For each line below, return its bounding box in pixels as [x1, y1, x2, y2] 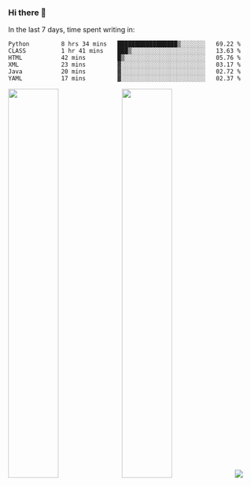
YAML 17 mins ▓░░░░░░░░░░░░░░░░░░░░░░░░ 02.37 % [8, 75, 242, 83]
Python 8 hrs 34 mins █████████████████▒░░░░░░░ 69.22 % [8, 40, 242, 48]
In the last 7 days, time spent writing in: [8, 25, 135, 35]
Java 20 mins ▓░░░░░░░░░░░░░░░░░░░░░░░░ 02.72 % [8, 68, 242, 76]
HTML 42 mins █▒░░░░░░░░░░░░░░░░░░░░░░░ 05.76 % [8, 54, 242, 62]
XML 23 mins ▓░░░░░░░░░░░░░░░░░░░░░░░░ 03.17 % [8, 61, 242, 69]
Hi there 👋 [8, 7, 47, 18]
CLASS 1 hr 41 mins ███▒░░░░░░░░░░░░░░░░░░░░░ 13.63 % [8, 47, 242, 55]
